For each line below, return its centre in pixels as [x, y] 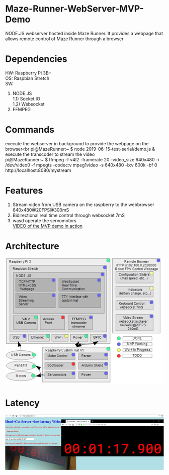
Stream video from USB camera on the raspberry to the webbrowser [83, 205]
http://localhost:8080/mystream [38, 170]
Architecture [32, 246]
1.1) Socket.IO [26, 99]
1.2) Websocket [28, 104]
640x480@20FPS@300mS [41, 210]
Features [24, 191]
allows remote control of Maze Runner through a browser [65, 39]
